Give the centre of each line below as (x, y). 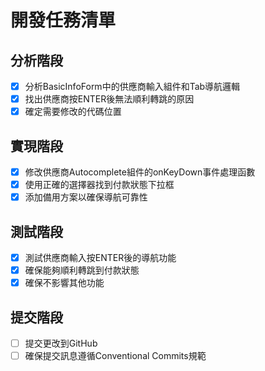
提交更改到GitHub (61, 343)
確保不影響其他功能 (64, 283)
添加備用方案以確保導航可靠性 (86, 197)
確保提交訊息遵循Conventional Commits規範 (115, 356)
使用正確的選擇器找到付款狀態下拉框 (99, 185)
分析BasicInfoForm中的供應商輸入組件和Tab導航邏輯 (132, 86)
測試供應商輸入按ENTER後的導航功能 (100, 257)
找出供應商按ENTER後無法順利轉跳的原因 (109, 99)
